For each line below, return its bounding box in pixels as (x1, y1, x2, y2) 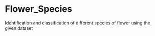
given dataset (5, 25, 33, 31)
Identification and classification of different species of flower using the (5, 20, 151, 26)
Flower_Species (5, 3, 72, 15)
